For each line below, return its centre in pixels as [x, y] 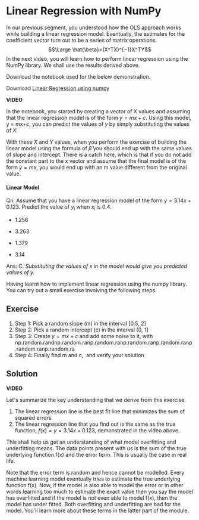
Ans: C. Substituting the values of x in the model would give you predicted [97, 266]
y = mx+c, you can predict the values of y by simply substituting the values [98, 124]
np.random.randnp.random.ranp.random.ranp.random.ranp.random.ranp [103, 342]
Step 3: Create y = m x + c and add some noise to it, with [84, 336]
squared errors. [34, 417]
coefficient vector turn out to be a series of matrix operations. [82, 40]
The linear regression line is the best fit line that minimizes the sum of [100, 411]
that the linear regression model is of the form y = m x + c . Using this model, [99, 117]
